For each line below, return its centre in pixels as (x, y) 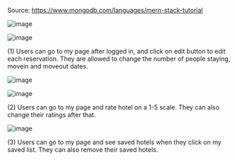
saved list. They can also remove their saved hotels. (83, 150)
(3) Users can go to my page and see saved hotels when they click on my (114, 142)
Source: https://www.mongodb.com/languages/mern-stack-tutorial (105, 10)
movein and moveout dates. (48, 66)
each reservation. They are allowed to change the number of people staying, (119, 59)
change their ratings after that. (52, 115)
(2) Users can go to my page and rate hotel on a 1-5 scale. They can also (114, 107)
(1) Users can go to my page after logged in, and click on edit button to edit (117, 51)
